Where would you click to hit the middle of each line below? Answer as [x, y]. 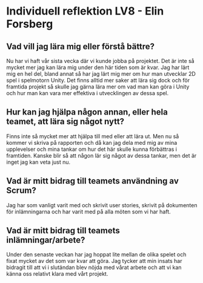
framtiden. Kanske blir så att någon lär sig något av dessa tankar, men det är [101, 155]
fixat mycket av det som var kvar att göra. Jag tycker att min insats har [94, 261]
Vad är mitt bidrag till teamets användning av [92, 181]
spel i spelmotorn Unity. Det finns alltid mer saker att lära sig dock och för [98, 80]
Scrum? [21, 191]
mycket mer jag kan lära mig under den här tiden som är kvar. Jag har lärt [98, 67]
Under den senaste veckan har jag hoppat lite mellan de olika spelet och [96, 255]
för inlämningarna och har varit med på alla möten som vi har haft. [88, 211]
